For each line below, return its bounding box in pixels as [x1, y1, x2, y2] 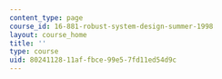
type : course [9, 47, 59, 56]
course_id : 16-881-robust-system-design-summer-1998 [9, 22, 214, 31]
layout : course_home [9, 30, 88, 39]
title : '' [9, 38, 47, 48]
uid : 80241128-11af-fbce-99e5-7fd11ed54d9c [9, 55, 177, 64]
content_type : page [9, 13, 84, 23]
